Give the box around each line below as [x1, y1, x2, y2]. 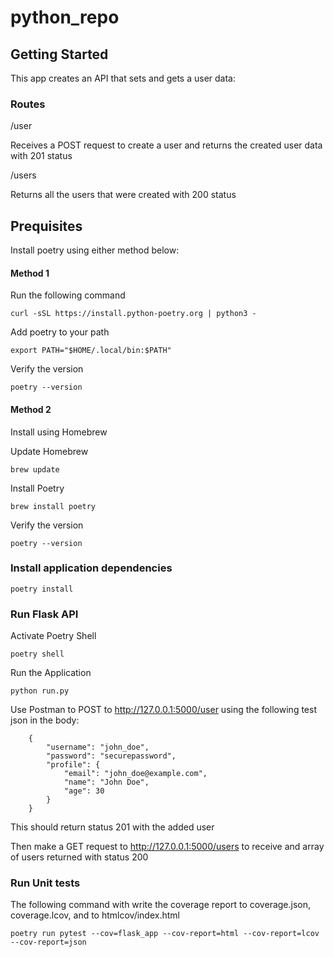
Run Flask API [10, 607, 79, 621]
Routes [10, 97, 46, 111]
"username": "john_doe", [46, 742, 150, 753]
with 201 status [10, 150, 73, 162]
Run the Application [10, 667, 92, 679]
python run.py [10, 686, 70, 696]
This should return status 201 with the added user [10, 821, 215, 833]
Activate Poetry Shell [10, 630, 97, 642]
